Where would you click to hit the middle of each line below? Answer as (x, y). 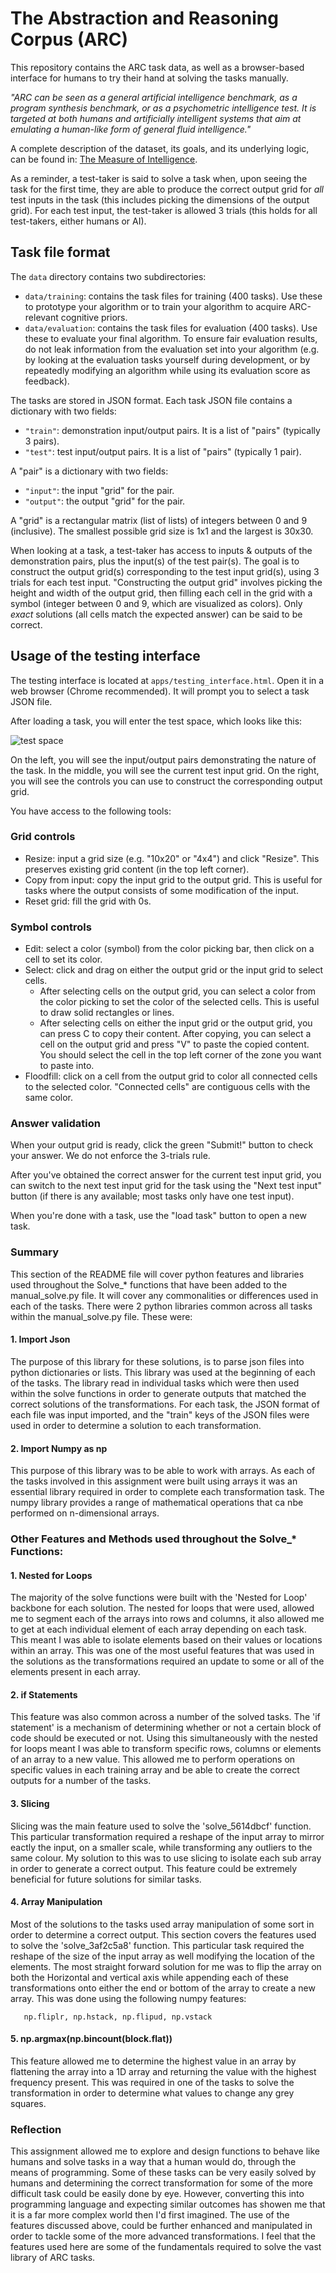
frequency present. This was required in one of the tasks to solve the (152, 2083)
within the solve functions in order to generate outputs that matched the (158, 1393)
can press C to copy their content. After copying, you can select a (175, 1034)
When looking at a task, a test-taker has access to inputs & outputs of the (161, 550)
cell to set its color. (63, 959)
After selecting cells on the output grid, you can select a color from (178, 991)
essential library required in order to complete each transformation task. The (167, 1492)
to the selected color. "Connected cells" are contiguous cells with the (167, 1087)
